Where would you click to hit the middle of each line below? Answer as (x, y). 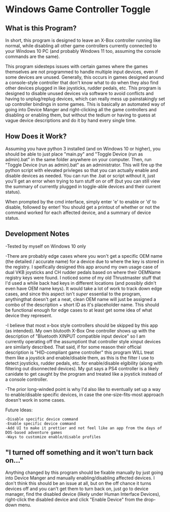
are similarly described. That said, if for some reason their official (73, 347)
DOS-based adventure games (34, 432)
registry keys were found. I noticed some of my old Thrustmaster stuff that (83, 278)
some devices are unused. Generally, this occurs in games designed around (84, 77)
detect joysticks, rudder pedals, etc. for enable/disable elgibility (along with (84, 363)
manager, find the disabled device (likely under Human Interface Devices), (83, 494)
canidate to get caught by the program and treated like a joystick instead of (84, 374)
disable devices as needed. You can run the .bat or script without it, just (80, 175)
